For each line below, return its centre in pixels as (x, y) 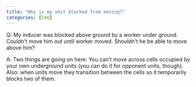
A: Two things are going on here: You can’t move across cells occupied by (98, 59)
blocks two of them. (31, 79)
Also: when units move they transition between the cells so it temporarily (96, 72)
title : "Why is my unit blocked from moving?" (66, 12)
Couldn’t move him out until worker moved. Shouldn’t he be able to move (96, 41)
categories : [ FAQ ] (29, 18)
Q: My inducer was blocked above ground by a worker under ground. (92, 34)
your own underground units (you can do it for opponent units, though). (95, 66)
